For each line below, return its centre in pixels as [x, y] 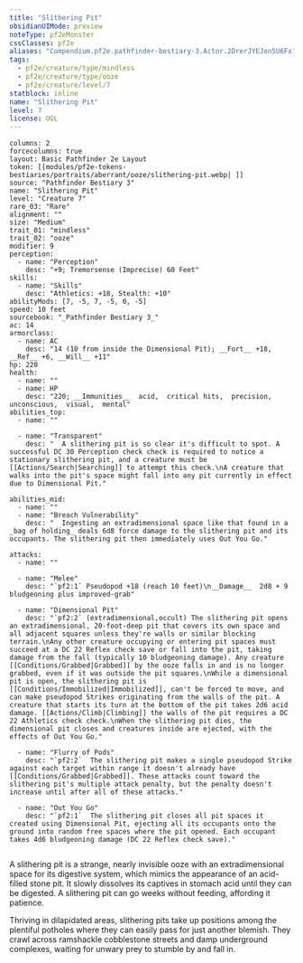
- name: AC [38, 341]
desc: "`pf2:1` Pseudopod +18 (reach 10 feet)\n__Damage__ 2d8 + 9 [157, 587]
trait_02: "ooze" [42, 239]
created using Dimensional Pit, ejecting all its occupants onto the [143, 824]
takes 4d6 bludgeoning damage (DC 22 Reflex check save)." [123, 840]
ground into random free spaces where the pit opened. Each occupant [143, 832]
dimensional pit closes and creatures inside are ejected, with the [141, 729]
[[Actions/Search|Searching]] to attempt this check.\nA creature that [147, 468]
